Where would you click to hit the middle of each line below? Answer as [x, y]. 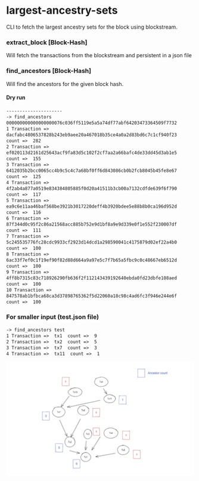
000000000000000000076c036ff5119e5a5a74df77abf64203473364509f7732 [92, 123]
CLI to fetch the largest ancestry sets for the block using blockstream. [92, 27]
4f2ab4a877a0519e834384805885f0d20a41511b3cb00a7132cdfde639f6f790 [92, 189]
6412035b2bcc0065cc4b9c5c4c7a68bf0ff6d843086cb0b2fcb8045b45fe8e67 [92, 171]
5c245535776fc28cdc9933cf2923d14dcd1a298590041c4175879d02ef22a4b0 [92, 242]
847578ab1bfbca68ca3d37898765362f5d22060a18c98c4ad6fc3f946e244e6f [92, 296]
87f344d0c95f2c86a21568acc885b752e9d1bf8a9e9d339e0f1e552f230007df [92, 224]
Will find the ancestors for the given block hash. [65, 84]
